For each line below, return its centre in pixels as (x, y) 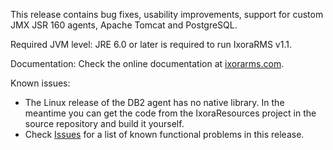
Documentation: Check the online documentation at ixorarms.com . (147, 63)
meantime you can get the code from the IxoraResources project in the (170, 113)
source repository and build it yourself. (104, 123)
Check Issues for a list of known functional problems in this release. (164, 134)
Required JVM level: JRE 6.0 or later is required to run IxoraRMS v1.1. (151, 44)
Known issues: (40, 83)
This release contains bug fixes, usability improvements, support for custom (167, 14)
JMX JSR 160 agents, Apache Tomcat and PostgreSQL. (124, 25)
